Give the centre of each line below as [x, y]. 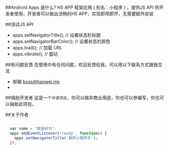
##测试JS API [19, 24]
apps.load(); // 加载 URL [37, 48]
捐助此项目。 [23, 104]
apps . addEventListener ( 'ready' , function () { [59, 133]
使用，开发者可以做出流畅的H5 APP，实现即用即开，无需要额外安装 [84, 14]
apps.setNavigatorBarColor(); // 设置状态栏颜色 [61, 41]
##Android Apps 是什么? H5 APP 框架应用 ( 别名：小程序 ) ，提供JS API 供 [82, 7]
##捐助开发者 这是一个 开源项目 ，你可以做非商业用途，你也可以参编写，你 [80, 98]
